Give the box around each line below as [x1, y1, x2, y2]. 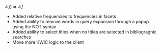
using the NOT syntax [12, 24, 56, 30]
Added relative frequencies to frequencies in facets [12, 14, 116, 19]
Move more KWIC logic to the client [12, 39, 84, 45]
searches [12, 34, 31, 40]
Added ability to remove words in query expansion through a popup [12, 19, 149, 24]
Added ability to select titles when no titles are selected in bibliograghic [12, 29, 157, 34]
